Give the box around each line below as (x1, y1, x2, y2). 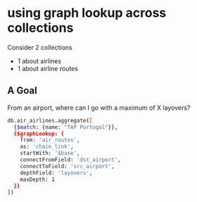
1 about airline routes (17, 64, 79, 72)
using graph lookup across (7, 5, 167, 21)
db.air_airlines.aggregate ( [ (7, 117, 93, 124)
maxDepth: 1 (20, 176, 55, 183)
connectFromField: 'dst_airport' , (20, 156, 121, 163)
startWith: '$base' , (20, 150, 80, 157)
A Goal (7, 84, 37, 96)
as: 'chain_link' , (20, 143, 74, 151)
